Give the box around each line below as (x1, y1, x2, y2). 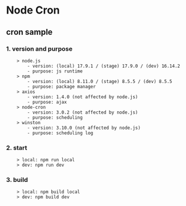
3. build (6, 176, 28, 184)
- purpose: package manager (27, 84, 96, 89)
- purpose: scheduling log (27, 130, 94, 136)
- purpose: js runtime (27, 68, 83, 74)
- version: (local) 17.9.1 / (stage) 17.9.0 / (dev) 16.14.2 (27, 63, 181, 69)
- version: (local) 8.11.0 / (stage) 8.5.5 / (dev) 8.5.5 (27, 78, 172, 84)
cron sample (6, 27, 53, 37)
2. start (6, 144, 28, 152)
